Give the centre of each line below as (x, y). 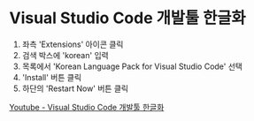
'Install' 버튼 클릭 (52, 77)
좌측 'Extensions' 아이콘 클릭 (73, 44)
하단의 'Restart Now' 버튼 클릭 (75, 88)
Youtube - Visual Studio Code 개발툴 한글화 (87, 107)
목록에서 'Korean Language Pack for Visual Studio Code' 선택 (132, 66)
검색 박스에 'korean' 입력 (65, 55)
